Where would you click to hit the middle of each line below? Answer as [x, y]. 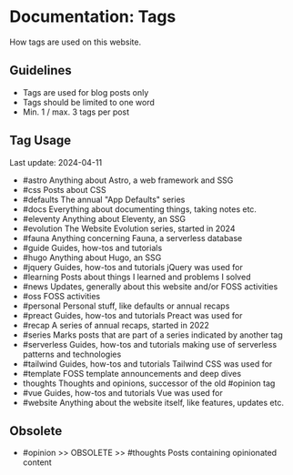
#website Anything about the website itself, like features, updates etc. [153, 402]
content [37, 462]
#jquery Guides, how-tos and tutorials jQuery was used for [133, 267]
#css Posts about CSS [64, 189]
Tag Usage [40, 141]
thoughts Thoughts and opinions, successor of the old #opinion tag [149, 383]
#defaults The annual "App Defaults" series [104, 199]
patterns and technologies [72, 354]
